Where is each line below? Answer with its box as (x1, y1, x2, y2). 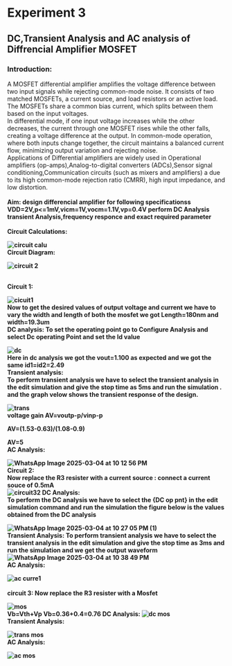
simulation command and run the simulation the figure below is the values (7, 503, 225, 511)
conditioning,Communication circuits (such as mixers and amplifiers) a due (7, 168, 220, 176)
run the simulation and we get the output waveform (7, 546, 158, 554)
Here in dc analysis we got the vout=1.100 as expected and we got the (7, 353, 212, 361)
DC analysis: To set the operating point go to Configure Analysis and (7, 325, 208, 334)
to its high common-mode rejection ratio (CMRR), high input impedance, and (7, 176, 226, 184)
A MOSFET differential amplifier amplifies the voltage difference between (7, 80, 216, 88)
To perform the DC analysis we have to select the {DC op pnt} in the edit (7, 495, 218, 504)
